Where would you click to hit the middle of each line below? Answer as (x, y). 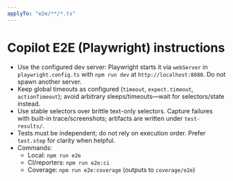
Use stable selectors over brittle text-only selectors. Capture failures (115, 111)
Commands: (35, 147)
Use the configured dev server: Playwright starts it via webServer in (112, 67)
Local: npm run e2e (54, 155)
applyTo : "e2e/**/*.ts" (42, 13)
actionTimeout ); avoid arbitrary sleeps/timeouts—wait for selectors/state (121, 96)
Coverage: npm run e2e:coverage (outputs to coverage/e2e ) (111, 169)
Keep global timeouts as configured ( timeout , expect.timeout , (105, 89)
